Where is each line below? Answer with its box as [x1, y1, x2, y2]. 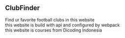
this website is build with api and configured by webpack [5, 22, 120, 28]
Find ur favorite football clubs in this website [5, 17, 95, 22]
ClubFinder [5, 4, 40, 12]
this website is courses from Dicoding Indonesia [5, 27, 102, 33]
